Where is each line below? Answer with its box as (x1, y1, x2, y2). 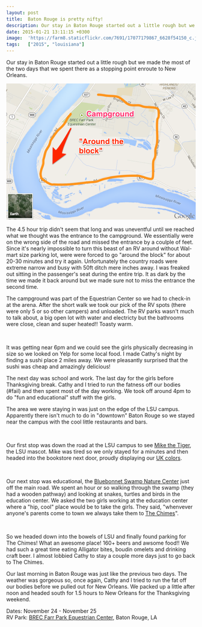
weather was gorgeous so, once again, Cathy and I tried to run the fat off (6, 576, 187, 584)
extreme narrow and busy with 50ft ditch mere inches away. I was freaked (6, 264, 190, 271)
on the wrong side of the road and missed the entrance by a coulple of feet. (6, 238, 194, 246)
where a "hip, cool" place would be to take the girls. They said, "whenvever (6, 503, 193, 510)
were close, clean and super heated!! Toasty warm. (6, 320, 133, 327)
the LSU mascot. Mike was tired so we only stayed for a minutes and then (6, 448, 188, 455)
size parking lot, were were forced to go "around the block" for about (19, 251, 191, 258)
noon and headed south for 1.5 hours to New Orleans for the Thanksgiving (6, 589, 191, 596)
